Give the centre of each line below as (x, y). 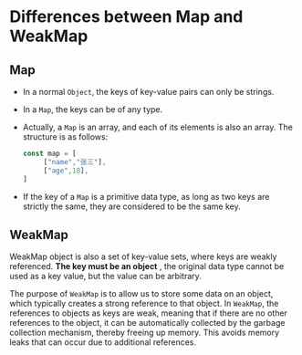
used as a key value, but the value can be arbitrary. (106, 277)
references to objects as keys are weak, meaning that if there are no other (148, 313)
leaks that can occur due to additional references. (103, 342)
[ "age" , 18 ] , (66, 171)
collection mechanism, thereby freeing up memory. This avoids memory (145, 333)
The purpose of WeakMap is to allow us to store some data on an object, (141, 294)
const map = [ (49, 153)
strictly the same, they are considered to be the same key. (132, 206)
